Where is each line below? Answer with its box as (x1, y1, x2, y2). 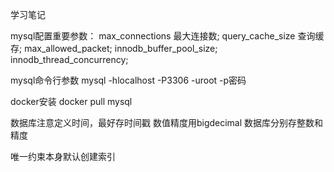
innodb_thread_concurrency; (10, 54, 129, 65)
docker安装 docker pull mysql (10, 96, 133, 107)
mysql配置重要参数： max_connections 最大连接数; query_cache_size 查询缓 (10, 30, 325, 42)
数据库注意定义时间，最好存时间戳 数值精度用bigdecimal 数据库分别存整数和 (10, 117, 324, 128)
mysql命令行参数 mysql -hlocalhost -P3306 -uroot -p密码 (10, 74, 247, 86)
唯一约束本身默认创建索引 (10, 151, 116, 162)
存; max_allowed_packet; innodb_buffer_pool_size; (10, 43, 218, 54)
